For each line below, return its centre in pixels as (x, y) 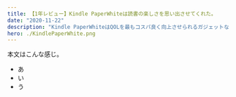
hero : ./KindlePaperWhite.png (52, 33)
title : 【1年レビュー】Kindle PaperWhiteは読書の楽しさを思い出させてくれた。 (112, 14)
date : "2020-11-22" (36, 20)
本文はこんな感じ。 (35, 54)
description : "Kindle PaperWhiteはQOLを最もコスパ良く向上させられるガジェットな (118, 27)
